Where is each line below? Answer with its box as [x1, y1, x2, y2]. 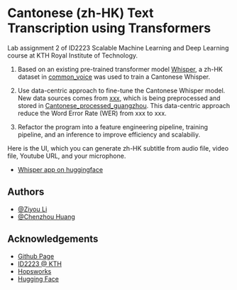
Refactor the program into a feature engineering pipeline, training [17, 122, 208, 131]
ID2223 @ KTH [17, 259, 62, 268]
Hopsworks [17, 267, 52, 275]
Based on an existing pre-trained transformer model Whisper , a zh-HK [17, 65, 224, 73]
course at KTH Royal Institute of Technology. [7, 51, 138, 60]
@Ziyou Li [17, 205, 48, 213]
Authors [7, 186, 45, 198]
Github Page [17, 252, 55, 260]
